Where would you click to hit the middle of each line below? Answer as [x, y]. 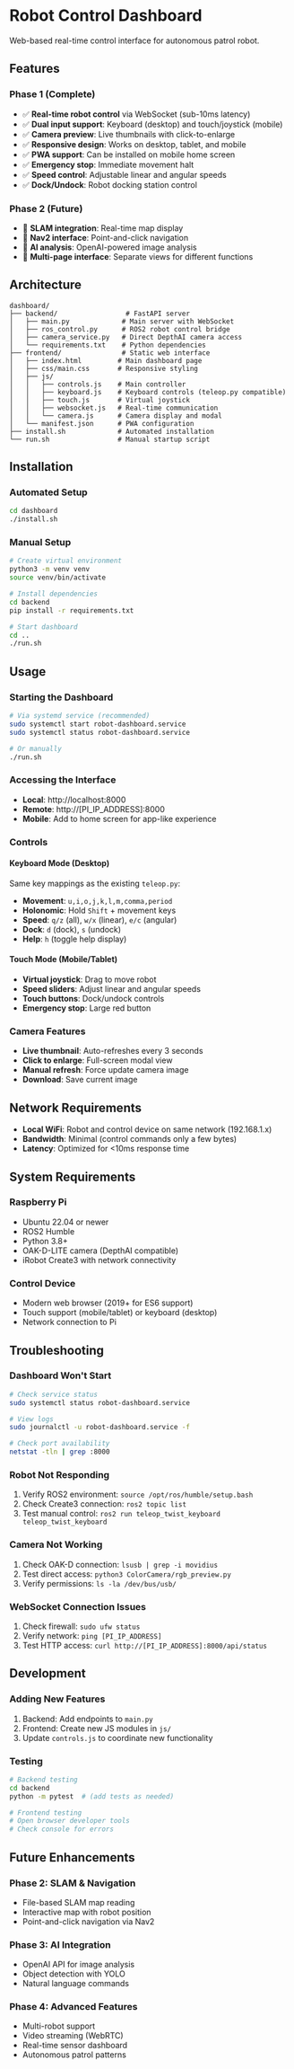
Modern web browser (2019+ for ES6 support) [108, 1303]
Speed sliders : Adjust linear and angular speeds [112, 989]
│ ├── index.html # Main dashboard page [106, 360]
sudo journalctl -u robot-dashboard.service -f [100, 1428]
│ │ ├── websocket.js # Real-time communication [114, 408]
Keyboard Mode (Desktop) [60, 863]
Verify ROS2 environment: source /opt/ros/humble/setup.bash [138, 1494]
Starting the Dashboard [61, 697]
